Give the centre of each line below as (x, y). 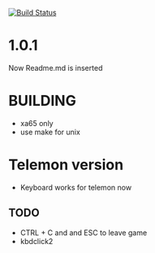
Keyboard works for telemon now (76, 187)
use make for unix (50, 132)
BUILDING (43, 101)
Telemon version (66, 165)
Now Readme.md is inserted (56, 68)
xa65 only (37, 123)
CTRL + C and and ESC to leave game (84, 233)
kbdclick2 (37, 241)
